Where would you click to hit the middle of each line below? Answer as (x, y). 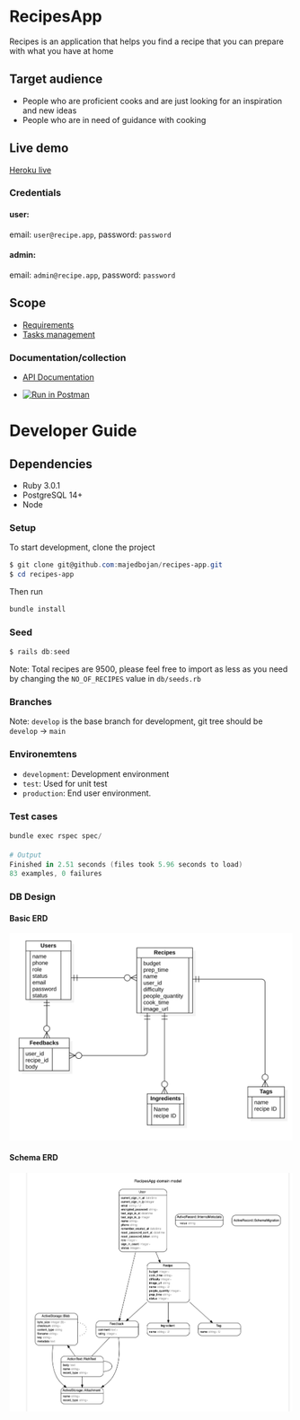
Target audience (56, 79)
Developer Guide (73, 431)
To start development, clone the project (82, 547)
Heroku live (31, 170)
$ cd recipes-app (42, 575)
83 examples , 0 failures (56, 874)
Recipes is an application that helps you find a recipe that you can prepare (147, 41)
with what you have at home (62, 50)
